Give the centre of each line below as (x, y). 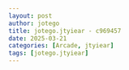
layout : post (30, 16)
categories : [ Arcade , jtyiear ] (61, 46)
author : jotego (34, 23)
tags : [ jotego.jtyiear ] (49, 53)
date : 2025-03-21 (38, 38)
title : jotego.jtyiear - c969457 (65, 31)
